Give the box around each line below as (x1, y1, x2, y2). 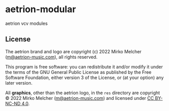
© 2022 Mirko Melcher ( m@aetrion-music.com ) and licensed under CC (5, 95, 154, 101)
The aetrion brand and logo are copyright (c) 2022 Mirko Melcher (5, 48, 142, 54)
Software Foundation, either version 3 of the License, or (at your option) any (5, 75, 164, 81)
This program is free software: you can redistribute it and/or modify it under (5, 63, 163, 69)
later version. (5, 80, 33, 86)
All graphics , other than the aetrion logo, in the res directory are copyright (5, 90, 160, 96)
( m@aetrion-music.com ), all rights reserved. (5, 54, 98, 60)
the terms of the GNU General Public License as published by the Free (5, 69, 152, 75)
